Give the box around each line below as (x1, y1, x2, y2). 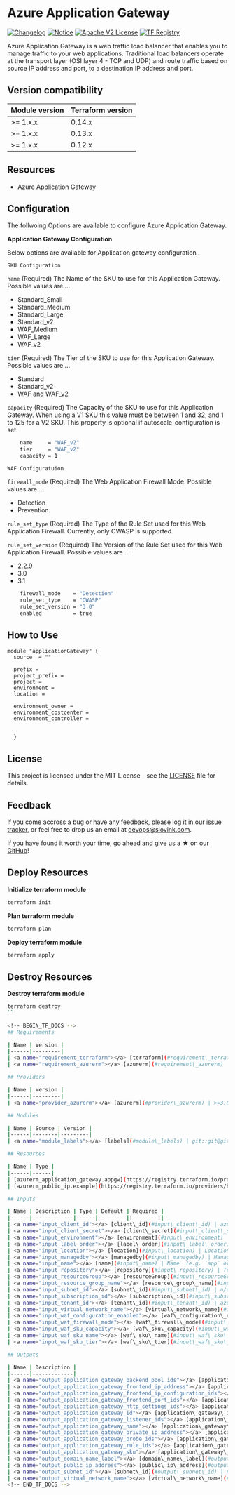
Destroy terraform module (7, 990, 85, 998)
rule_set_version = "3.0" (20, 603, 96, 610)
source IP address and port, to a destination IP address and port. (7, 64, 194, 72)
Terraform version (71, 105, 133, 115)
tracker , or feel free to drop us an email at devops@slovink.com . (7, 825, 192, 833)
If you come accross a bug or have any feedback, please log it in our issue (7, 818, 222, 826)
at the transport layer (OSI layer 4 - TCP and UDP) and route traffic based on (7, 56, 228, 65)
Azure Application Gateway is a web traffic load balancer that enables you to (7, 41, 228, 50)
